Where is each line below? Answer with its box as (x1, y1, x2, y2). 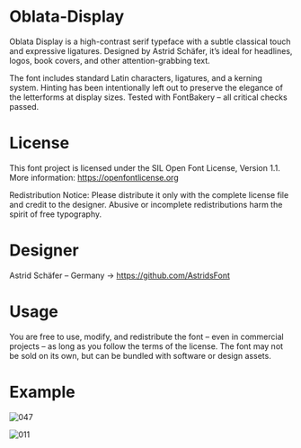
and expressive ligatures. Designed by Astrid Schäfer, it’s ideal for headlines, (9, 45, 293, 56)
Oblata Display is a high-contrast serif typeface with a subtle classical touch (9, 36, 291, 47)
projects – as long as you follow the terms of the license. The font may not (9, 340, 284, 352)
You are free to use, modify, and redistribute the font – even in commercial (9, 331, 285, 342)
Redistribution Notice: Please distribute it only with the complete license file (9, 189, 289, 200)
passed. (9, 101, 40, 112)
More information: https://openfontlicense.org (9, 172, 179, 183)
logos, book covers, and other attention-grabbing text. (9, 55, 211, 66)
